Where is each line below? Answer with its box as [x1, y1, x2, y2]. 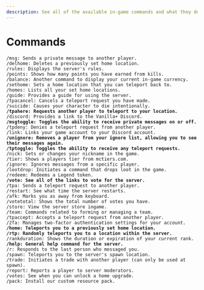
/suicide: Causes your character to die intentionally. [6, 103, 151, 109]
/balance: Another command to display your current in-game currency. [6, 76, 189, 83]
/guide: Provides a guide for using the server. [6, 92, 132, 98]
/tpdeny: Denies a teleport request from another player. [6, 124, 156, 130]
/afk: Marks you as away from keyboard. [6, 193, 110, 199]
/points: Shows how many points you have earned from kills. [6, 71, 165, 77]
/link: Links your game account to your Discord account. [6, 129, 156, 135]
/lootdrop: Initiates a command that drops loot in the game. [6, 166, 167, 173]
